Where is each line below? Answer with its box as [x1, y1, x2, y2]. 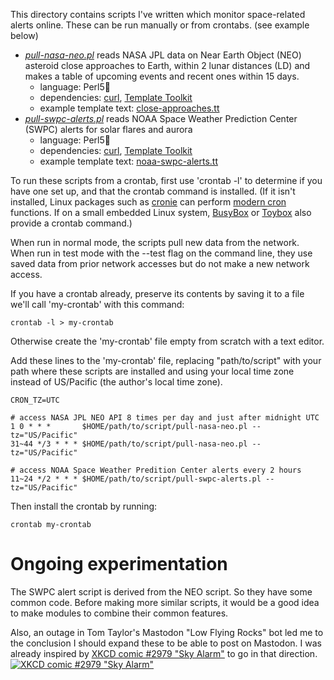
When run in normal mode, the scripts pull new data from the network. [10, 237, 300, 248]
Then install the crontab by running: [10, 500, 158, 512]
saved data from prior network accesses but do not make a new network [10, 258, 310, 269]
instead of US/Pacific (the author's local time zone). [10, 376, 223, 388]
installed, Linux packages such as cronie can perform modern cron [10, 196, 287, 208]
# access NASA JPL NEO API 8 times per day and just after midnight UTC [10, 413, 320, 423]
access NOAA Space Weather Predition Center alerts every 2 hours [19, 465, 302, 475]
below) [10, 30, 39, 41]
